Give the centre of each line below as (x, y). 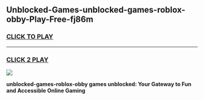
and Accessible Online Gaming (46, 90)
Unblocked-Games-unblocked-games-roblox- (96, 10)
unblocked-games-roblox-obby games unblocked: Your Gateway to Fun (99, 84)
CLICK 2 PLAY (27, 59)
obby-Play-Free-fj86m (50, 20)
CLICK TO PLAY (30, 37)
